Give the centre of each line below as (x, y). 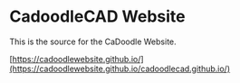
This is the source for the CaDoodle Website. (93, 41)
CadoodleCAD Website (97, 17)
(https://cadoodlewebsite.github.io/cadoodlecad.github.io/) (120, 69)
